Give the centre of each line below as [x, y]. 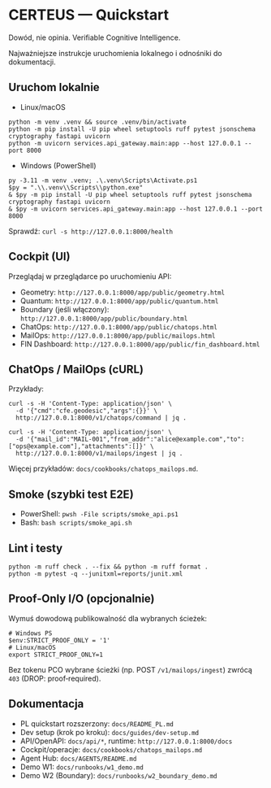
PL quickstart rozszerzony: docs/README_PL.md [97, 723]
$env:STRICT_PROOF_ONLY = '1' [60, 640]
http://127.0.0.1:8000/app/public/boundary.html [104, 319]
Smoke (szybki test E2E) [71, 494]
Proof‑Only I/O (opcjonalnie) [82, 599]
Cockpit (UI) [39, 257]
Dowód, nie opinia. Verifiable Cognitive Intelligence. [95, 37]
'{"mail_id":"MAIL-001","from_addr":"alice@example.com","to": [135, 440]
